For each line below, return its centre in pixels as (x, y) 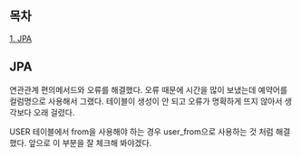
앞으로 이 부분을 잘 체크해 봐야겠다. (90, 143)
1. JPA (21, 38)
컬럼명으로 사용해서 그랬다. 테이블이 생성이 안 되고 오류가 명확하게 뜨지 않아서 (146, 101)
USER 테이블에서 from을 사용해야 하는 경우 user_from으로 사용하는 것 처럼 (141, 131)
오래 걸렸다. (54, 112)
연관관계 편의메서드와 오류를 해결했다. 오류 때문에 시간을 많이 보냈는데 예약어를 (149, 89)
